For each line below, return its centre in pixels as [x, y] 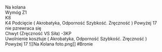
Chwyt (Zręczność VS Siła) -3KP [38, 33]
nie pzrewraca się [23, 28]
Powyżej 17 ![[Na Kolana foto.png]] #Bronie [49, 44]
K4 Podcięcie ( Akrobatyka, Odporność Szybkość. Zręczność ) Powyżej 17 [81, 23]
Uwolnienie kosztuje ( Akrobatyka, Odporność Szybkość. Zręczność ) [76, 39]
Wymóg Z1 [16, 12]
